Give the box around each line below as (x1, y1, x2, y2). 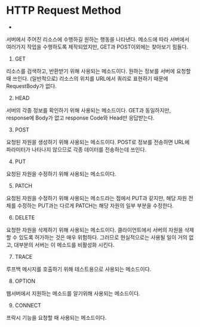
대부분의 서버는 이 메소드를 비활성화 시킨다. (14, 241, 115, 248)
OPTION (14, 277, 36, 285)
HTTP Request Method (6, 4, 121, 17)
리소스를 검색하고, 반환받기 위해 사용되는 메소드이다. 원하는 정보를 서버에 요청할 (6, 67, 191, 75)
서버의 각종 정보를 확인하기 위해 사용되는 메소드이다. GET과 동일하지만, (6, 106, 171, 114)
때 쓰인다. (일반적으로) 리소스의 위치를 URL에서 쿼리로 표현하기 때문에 (6, 75, 168, 82)
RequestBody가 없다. (6, 82, 57, 90)
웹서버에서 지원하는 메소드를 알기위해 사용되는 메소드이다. (6, 289, 140, 297)
